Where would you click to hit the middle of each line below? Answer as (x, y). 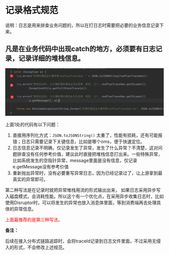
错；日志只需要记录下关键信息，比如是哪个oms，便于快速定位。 (78, 141)
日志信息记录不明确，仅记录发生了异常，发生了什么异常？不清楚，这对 (85, 148)
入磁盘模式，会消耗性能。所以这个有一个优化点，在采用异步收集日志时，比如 (84, 196)
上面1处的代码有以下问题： (33, 124)
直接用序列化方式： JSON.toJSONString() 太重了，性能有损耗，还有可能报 (87, 135)
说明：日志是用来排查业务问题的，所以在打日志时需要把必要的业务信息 (78, 25)
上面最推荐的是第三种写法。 (34, 219)
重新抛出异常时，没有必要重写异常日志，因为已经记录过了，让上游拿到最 (87, 173)
